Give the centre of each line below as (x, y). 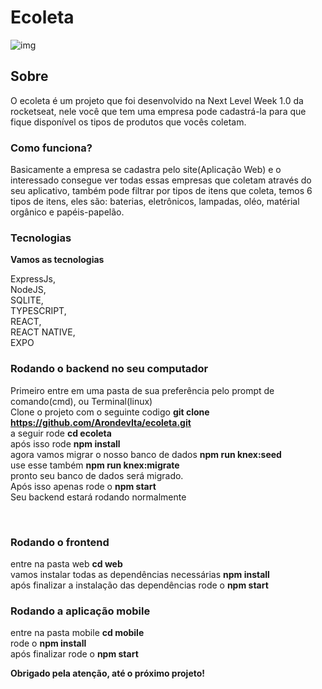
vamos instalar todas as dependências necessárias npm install (140, 574)
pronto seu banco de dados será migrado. (97, 475)
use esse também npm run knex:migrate (95, 465)
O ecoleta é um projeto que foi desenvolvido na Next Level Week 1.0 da (157, 100)
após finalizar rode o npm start (74, 654)
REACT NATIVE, (43, 332)
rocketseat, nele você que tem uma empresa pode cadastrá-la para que (158, 111)
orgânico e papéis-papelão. (67, 212)
